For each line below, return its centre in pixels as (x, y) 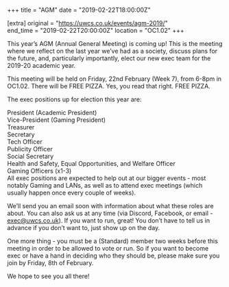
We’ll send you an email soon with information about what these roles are (110, 206)
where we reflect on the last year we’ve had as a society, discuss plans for (112, 51)
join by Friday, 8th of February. (50, 263)
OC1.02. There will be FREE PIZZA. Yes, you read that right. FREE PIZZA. (109, 86)
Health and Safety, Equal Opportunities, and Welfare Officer (92, 163)
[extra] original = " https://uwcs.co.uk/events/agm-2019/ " (87, 23)
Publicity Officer (30, 149)
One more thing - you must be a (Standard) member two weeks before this (112, 241)
